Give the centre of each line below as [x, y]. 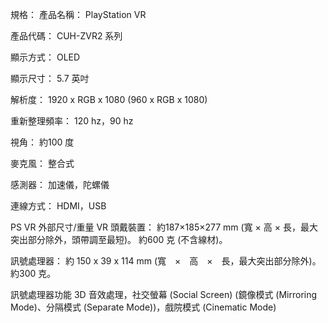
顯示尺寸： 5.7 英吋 [50, 78]
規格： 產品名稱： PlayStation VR [78, 14]
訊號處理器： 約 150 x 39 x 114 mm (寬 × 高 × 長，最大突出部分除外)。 [166, 261]
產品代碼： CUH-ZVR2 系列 [66, 36]
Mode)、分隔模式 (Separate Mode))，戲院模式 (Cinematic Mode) [143, 307]
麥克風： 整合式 [42, 163]
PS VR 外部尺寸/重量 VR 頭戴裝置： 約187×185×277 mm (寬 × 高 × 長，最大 [164, 227]
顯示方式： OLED [45, 57]
